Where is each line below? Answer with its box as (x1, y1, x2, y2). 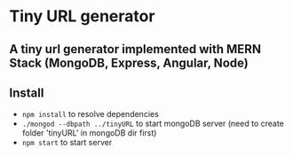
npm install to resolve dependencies (21, 109, 160, 120)
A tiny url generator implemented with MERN (9, 42, 262, 57)
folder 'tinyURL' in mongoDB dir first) (21, 128, 157, 138)
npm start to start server (21, 137, 113, 148)
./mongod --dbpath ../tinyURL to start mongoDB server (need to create (21, 118, 284, 129)
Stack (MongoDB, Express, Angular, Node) (9, 55, 249, 70)
